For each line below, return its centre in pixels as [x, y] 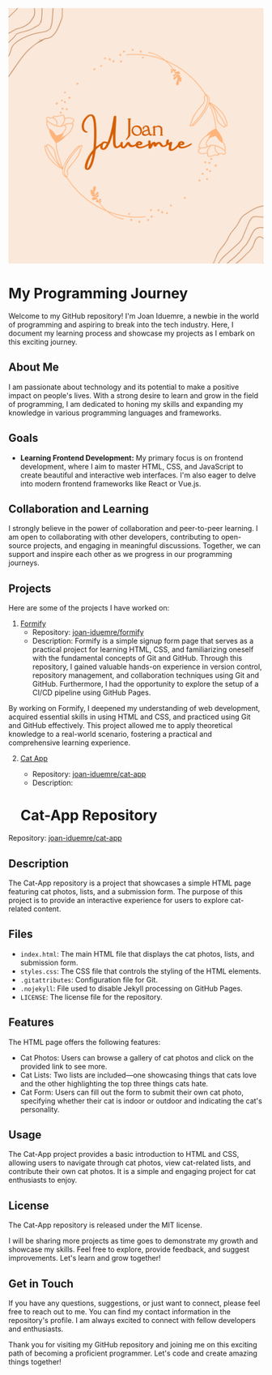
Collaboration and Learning [79, 509]
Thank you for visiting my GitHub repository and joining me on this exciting [133, 1345]
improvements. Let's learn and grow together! [85, 1258]
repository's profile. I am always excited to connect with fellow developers [132, 1320]
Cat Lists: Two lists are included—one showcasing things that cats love [138, 1075]
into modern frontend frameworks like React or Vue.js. [110, 483]
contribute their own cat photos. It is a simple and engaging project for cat [132, 1172]
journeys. [24, 563]
